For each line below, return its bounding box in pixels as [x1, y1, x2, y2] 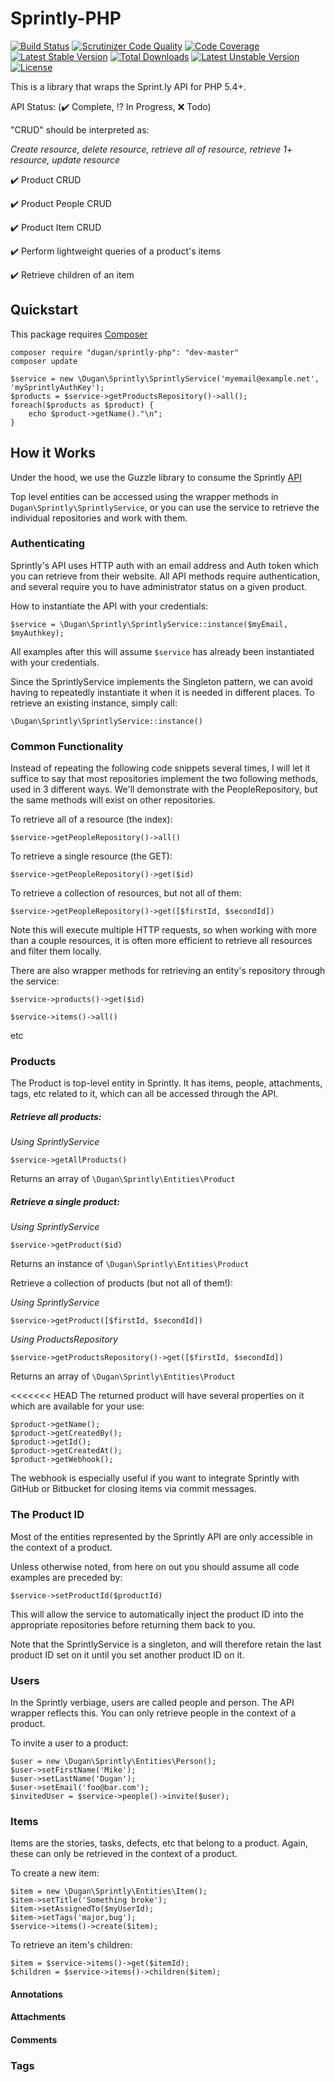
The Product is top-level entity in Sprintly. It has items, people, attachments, [10, 1077, 323, 1089]
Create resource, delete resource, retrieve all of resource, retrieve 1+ [10, 143, 293, 155]
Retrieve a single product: [10, 1196, 120, 1208]
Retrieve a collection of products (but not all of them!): [10, 1277, 233, 1289]
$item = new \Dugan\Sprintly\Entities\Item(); [10, 1887, 208, 1897]
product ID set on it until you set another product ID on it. [10, 1648, 245, 1661]
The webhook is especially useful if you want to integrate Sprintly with [10, 1472, 300, 1484]
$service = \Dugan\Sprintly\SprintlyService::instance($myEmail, [10, 619, 288, 629]
